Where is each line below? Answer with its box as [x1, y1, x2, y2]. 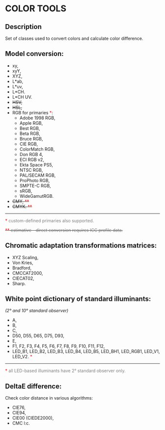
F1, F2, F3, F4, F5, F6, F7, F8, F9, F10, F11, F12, [12, 343, 105, 349]
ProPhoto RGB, [19, 177, 50, 183]
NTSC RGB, [19, 167, 43, 173]
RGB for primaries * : [12, 109, 53, 115]
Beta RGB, [19, 131, 41, 136]
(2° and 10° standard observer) [5, 308, 69, 314]
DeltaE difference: [5, 382, 62, 390]
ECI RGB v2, [19, 157, 44, 162]
